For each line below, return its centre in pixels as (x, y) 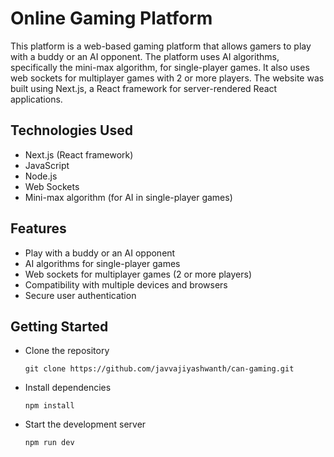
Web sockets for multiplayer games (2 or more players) (138, 274)
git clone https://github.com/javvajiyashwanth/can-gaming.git (159, 369)
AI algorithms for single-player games (102, 263)
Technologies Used (71, 130)
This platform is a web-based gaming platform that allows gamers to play (161, 46)
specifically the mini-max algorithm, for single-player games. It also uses (160, 67)
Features (38, 228)
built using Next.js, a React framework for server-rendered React (144, 88)
